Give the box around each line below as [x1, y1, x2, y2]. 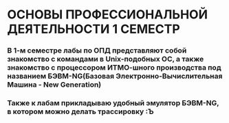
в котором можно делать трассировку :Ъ [7, 107, 154, 116]
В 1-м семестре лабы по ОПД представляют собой [7, 46, 187, 55]
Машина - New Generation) [7, 80, 102, 90]
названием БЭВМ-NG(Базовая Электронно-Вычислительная [7, 72, 223, 81]
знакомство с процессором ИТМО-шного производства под [7, 63, 221, 72]
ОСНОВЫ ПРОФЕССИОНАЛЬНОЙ [7, 7, 208, 23]
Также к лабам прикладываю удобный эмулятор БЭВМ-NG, [7, 98, 219, 108]
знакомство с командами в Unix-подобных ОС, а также [7, 55, 204, 64]
